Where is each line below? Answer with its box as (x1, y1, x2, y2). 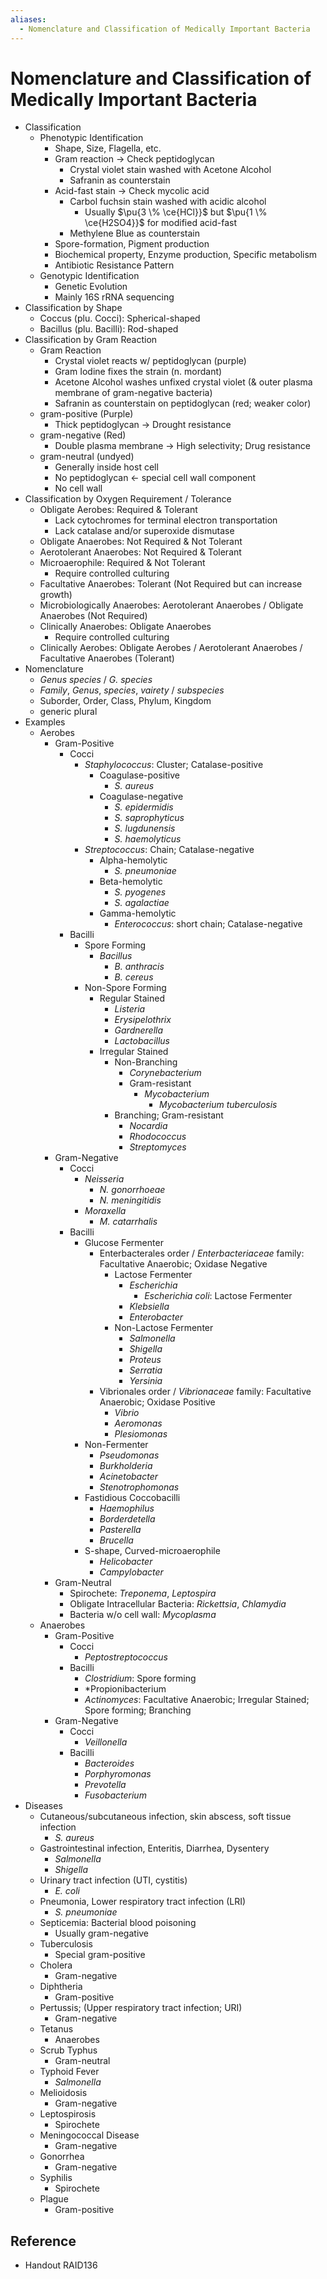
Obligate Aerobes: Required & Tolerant (39, 504, 198, 516)
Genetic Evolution (54, 281, 128, 293)
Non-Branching (114, 1056, 178, 1068)
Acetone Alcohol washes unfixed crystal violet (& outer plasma (54, 376, 313, 388)
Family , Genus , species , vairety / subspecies (39, 684, 225, 696)
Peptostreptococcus (84, 1651, 168, 1663)
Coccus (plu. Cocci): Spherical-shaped (39, 312, 201, 325)
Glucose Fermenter (84, 1237, 164, 1249)
